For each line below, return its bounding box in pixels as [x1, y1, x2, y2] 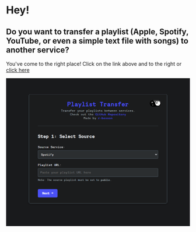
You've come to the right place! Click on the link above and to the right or [6, 61, 182, 67]
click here [6, 66, 30, 73]
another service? [6, 45, 70, 55]
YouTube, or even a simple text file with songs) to [6, 36, 188, 45]
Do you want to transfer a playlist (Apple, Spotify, [6, 27, 189, 37]
